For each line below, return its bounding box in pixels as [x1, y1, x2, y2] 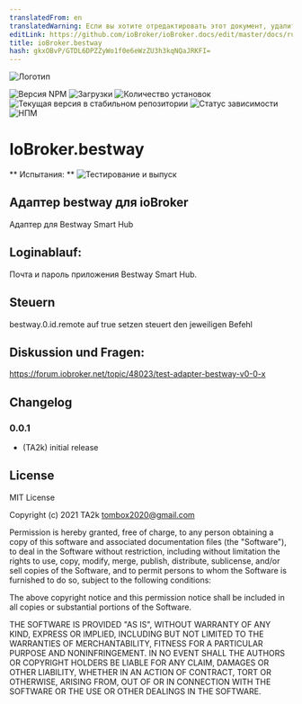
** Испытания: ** [9, 169, 75, 180]
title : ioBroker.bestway [9, 38, 102, 48]
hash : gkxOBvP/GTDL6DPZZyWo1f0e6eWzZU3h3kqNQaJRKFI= [9, 47, 211, 56]
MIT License [9, 492, 56, 503]
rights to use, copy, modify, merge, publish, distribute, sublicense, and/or [9, 555, 280, 566]
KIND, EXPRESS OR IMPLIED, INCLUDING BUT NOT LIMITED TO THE [9, 628, 264, 639]
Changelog [9, 395, 73, 410]
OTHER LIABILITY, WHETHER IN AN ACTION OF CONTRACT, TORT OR [9, 666, 271, 677]
